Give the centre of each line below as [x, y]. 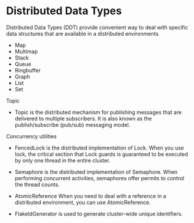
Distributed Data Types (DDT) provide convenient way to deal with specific [97, 27]
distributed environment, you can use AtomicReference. [83, 202]
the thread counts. [37, 184]
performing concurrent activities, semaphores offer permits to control [99, 178]
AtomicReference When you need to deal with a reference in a [90, 196]
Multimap [26, 51]
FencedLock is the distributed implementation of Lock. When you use [99, 148]
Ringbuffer [28, 70]
